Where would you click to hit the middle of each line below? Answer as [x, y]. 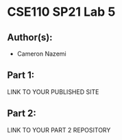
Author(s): [30, 37]
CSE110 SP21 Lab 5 [61, 12]
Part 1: [21, 75]
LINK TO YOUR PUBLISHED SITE [53, 92]
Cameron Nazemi [41, 54]
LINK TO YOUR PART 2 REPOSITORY [59, 130]
